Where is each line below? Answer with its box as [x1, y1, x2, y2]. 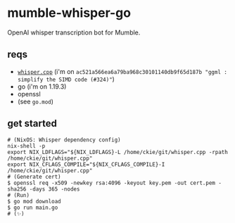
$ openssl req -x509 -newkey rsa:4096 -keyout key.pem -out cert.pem [7, 179, 216, 186]
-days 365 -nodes [29, 185, 80, 193]
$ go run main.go [7, 204, 58, 211]
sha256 [7, 185, 27, 193]
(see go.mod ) [17, 97, 54, 106]
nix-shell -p [7, 142, 46, 149]
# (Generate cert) [7, 173, 61, 180]
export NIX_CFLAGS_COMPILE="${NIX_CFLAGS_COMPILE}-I [7, 160, 165, 168]
